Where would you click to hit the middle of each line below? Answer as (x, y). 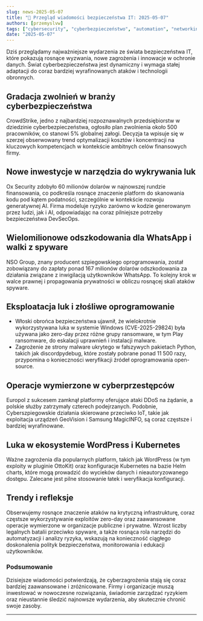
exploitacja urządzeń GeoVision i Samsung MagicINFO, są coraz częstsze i (99, 420)
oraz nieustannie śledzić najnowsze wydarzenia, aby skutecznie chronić (96, 599)
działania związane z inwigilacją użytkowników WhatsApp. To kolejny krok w (101, 275)
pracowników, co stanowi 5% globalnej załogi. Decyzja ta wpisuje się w (95, 133)
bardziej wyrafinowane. (36, 426)
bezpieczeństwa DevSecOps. (43, 218)
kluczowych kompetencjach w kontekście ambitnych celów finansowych (97, 146)
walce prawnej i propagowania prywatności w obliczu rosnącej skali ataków (101, 281)
